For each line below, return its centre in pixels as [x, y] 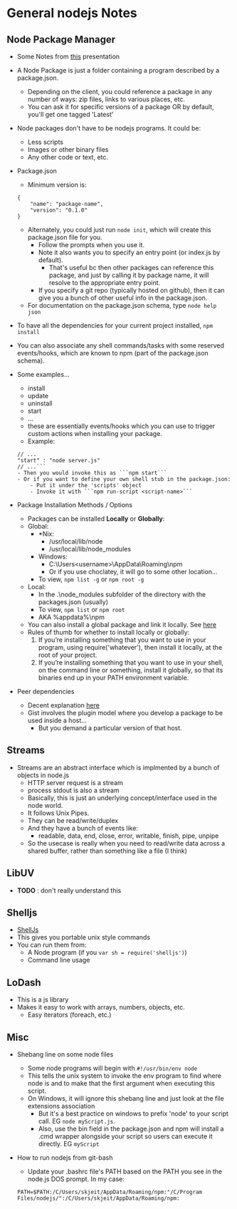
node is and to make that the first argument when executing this [121, 1084]
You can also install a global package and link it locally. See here [122, 624]
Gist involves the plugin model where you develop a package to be [125, 713]
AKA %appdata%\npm [71, 617]
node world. [45, 805]
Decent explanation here [64, 705]
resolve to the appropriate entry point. [105, 282]
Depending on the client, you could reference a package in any [120, 92]
